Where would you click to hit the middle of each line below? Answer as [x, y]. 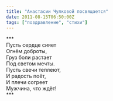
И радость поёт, [26, 76]
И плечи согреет [27, 82]
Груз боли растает [29, 58]
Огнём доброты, [27, 51]
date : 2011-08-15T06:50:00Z [40, 17]
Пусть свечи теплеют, [34, 70]
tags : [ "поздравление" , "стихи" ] [47, 22]
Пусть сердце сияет [31, 45]
